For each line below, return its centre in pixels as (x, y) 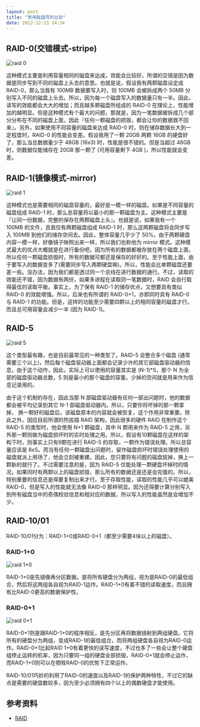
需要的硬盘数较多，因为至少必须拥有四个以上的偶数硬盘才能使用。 (97, 683)
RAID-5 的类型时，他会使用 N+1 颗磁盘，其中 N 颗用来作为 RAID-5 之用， (96, 427)
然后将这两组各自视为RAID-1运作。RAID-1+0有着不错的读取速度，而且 (102, 584)
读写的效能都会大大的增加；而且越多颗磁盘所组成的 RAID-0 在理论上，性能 (97, 105)
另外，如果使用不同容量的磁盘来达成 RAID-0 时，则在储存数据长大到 (102, 128)
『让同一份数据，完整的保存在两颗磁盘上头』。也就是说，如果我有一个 (91, 220)
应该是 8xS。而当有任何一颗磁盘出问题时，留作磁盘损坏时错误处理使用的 (100, 449)
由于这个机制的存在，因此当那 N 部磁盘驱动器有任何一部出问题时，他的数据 (98, 397)
